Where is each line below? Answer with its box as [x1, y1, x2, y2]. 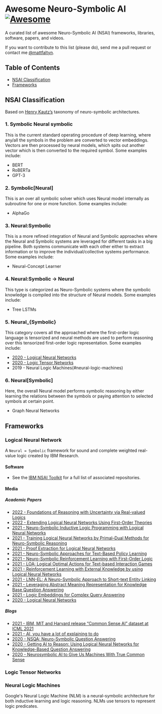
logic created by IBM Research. [16, 453, 79, 459]
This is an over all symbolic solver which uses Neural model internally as [5, 196, 149, 201]
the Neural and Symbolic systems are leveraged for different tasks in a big [5, 238, 153, 244]
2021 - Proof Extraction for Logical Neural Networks [12, 545, 116, 551]
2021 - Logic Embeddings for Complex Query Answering [12, 592, 125, 598]
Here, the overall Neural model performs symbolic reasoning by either [5, 388, 144, 394]
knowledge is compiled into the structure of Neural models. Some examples [5, 292, 156, 298]
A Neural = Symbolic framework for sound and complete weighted [5, 447, 137, 453]
